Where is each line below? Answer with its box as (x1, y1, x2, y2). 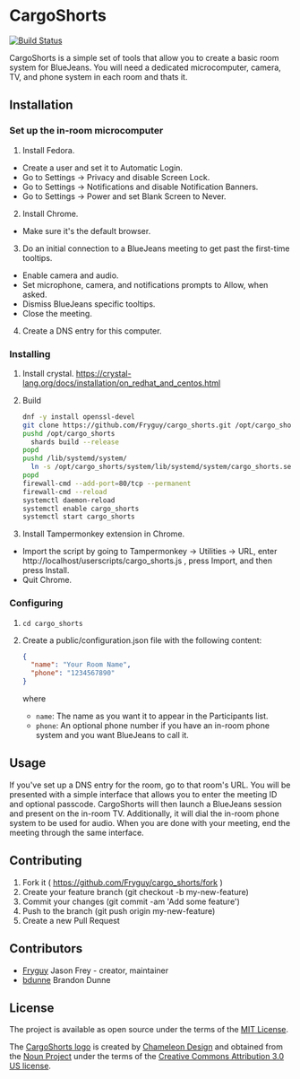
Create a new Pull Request (21, 915, 121, 926)
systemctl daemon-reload (21, 495, 116, 505)
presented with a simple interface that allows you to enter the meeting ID (9, 788, 278, 799)
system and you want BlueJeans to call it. (35, 730, 190, 741)
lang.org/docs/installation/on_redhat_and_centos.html (21, 378, 221, 388)
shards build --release (30, 437, 119, 447)
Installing (9, 347, 51, 360)
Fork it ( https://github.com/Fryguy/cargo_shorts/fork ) (21, 876, 224, 888)
